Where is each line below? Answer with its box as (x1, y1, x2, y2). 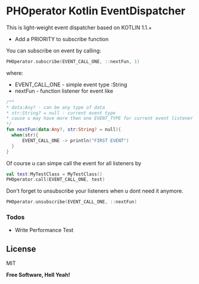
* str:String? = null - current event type (6, 110, 116, 116)
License (6, 243, 36, 254)
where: (6, 69, 24, 76)
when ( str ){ (11, 132, 39, 138)
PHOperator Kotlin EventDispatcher (6, 4, 186, 18)
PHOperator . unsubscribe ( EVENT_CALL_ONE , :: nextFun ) (6, 199, 137, 205)
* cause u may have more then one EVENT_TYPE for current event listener (6, 115, 194, 122)
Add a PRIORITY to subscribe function (14, 35, 109, 42)
